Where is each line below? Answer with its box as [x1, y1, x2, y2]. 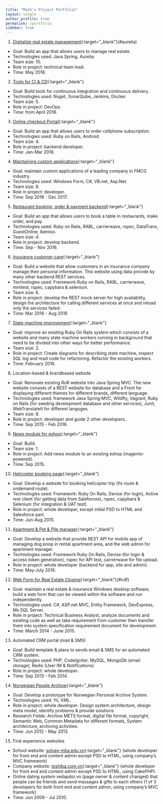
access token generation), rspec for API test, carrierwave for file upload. [12, 557, 159, 563]
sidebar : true [5, 26, 35, 30]
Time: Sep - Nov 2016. [12, 244, 58, 250]
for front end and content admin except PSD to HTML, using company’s [12, 753, 157, 759]
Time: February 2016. [12, 361, 56, 367]
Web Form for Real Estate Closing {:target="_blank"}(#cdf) [12, 577, 130, 583]
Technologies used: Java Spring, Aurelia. [12, 54, 95, 59]
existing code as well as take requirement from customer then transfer [12, 617, 154, 623]
